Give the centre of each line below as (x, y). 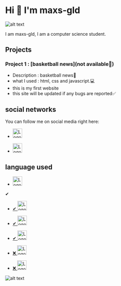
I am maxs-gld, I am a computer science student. (55, 34)
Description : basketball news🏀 (44, 75)
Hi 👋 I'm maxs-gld (43, 10)
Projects (18, 50)
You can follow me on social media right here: (52, 122)
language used (29, 167)
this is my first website (35, 88)
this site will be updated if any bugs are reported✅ (64, 93)
